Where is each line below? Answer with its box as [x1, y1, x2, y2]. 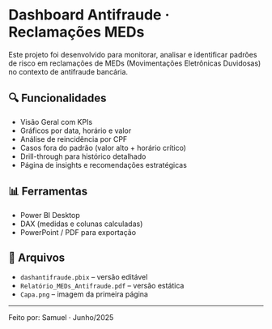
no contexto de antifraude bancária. [8, 66, 128, 76]
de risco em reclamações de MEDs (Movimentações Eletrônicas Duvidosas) [8, 58, 261, 68]
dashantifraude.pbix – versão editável [19, 272, 148, 282]
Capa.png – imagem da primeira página [19, 289, 148, 299]
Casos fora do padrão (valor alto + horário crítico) [19, 143, 186, 152]
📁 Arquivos [8, 250, 66, 264]
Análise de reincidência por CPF [19, 134, 128, 143]
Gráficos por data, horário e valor [19, 126, 132, 135]
